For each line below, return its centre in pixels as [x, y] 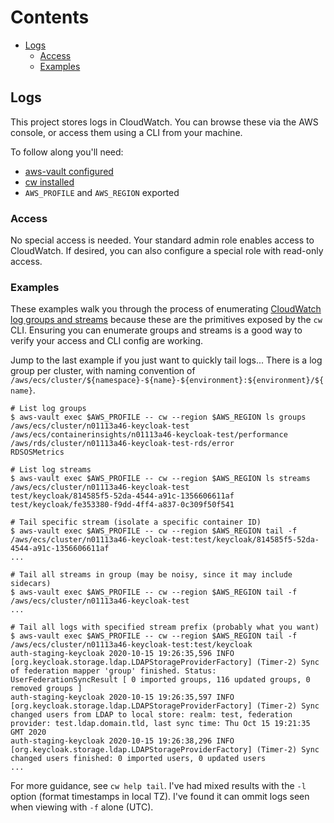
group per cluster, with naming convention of [103, 371]
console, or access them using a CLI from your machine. [126, 132]
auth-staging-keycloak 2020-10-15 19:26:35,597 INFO [122, 697]
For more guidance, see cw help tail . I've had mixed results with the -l [158, 786]
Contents [50, 17]
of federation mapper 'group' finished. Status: [113, 671]
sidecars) [31, 584]
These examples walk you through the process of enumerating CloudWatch [166, 309]
